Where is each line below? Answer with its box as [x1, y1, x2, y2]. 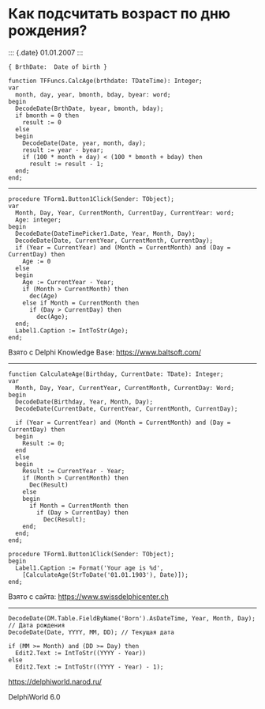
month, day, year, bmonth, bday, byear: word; [15, 90, 171, 99]
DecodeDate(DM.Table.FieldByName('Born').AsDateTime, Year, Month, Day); [8, 614, 256, 622]
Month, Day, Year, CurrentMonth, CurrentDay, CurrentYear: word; [15, 209, 235, 217]
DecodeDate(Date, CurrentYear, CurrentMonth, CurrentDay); [15, 237, 214, 245]
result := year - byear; [22, 146, 104, 154]
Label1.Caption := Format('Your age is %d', [15, 563, 164, 572]
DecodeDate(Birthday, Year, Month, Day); [15, 397, 154, 406]
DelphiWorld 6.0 [8, 692, 61, 701]
